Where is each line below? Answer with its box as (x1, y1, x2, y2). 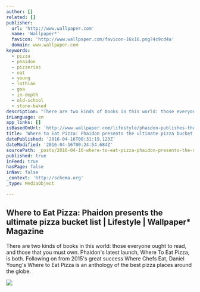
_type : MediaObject (6, 181, 55, 187)
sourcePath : (6, 147, 36, 153)
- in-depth (11, 92, 39, 98)
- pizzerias (11, 64, 42, 70)
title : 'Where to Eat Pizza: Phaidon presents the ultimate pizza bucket (6, 131, 193, 137)
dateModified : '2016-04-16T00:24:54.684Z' (6, 141, 113, 148)
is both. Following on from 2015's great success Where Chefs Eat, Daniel (6, 254, 185, 262)
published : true (6, 153, 46, 159)
